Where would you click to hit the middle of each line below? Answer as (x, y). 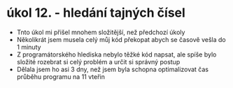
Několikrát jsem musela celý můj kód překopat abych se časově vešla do (121, 39)
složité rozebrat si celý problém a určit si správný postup (98, 61)
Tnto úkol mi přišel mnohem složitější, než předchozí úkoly (101, 32)
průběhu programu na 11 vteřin (61, 76)
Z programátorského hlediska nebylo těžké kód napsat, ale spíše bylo (116, 54)
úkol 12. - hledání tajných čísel (96, 13)
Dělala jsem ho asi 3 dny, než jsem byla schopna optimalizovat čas (113, 69)
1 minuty (29, 47)
